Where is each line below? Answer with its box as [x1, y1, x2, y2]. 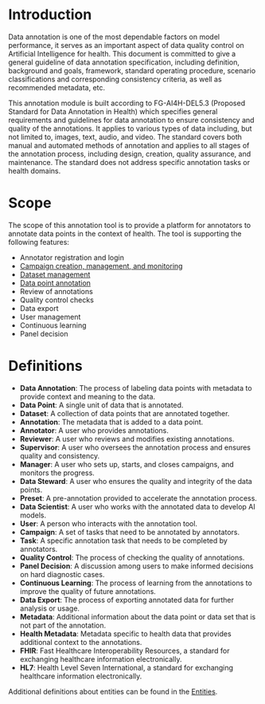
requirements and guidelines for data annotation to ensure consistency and [8, 115, 255, 124]
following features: [8, 237, 70, 246]
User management [19, 312, 81, 321]
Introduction [8, 6, 92, 24]
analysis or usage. [19, 604, 80, 613]
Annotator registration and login [19, 253, 125, 262]
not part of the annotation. [19, 620, 107, 630]
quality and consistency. [19, 450, 100, 460]
